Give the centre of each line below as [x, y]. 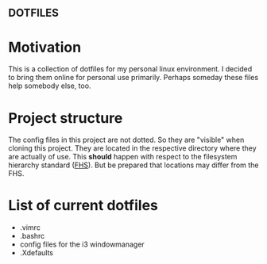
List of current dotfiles [83, 206]
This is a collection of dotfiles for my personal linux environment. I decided [130, 69]
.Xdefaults [37, 253]
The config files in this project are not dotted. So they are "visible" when [126, 140]
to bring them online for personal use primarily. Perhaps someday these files [133, 78]
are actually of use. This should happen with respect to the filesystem [123, 157]
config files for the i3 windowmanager [82, 244]
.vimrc [30, 228]
